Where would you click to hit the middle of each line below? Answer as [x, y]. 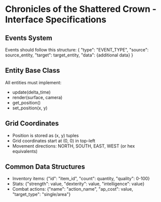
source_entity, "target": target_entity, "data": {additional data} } [69, 55]
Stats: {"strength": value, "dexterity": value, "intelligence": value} [78, 184]
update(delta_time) [31, 92]
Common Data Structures [45, 167]
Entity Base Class [33, 71]
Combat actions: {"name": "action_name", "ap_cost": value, [73, 189]
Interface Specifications [56, 20]
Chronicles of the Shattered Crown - [81, 9]
